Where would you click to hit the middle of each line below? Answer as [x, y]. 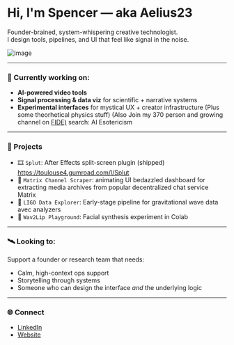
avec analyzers [39, 209]
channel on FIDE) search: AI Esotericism [75, 122]
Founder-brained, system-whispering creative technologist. [93, 32]
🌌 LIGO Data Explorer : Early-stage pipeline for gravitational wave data [118, 202]
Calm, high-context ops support [63, 273]
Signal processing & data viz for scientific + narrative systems [107, 100]
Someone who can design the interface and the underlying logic [109, 287]
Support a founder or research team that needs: [76, 259]
